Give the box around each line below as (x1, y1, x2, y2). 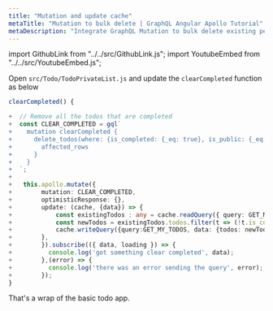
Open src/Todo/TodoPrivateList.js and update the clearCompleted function (8, 74, 262, 84)
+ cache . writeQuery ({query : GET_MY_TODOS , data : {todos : (8, 226, 242, 234)
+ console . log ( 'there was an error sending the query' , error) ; (8, 263, 264, 272)
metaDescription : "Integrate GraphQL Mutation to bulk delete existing (8, 27, 256, 35)
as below (8, 82, 39, 92)
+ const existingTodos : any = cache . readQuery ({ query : (8, 210, 245, 219)
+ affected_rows (8, 143, 89, 151)
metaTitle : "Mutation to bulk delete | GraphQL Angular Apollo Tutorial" (8, 19, 264, 28)
